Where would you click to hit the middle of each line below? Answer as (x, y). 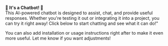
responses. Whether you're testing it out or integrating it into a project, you (82, 18)
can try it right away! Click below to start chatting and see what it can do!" (82, 23)
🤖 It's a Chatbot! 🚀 (24, 8)
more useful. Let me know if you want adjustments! (58, 38)
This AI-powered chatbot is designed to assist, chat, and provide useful (79, 13)
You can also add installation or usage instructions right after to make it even (84, 33)
